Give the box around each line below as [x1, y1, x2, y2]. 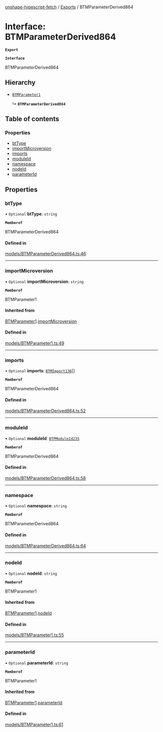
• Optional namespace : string [5, 503, 67, 509]
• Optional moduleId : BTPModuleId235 [5, 435, 80, 441]
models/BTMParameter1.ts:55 [5, 632, 64, 638]
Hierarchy [5, 79, 36, 87]
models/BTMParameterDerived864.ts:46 [5, 251, 86, 257]
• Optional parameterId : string [5, 660, 68, 665]
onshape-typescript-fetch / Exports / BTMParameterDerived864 [5, 4, 133, 10]
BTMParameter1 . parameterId [5, 699, 63, 705]
